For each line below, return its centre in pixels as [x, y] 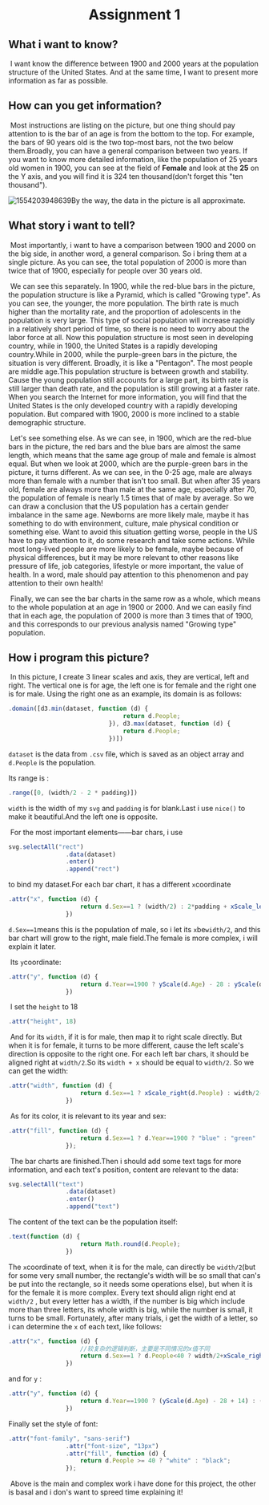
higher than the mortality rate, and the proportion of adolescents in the [125, 311]
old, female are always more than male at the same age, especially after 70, [133, 489]
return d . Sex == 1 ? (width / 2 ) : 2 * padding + [153, 907]
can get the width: [38, 1071]
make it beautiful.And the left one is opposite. [83, 817]
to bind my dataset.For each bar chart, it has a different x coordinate [120, 885]
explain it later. [32, 946]
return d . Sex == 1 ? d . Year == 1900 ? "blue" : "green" [168, 1138]
